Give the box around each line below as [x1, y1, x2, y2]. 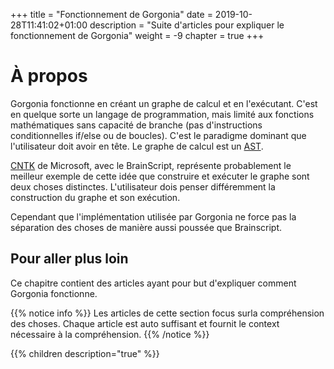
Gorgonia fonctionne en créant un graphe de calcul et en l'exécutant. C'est [10, 97, 318, 109]
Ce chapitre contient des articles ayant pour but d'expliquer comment [10, 277, 297, 289]
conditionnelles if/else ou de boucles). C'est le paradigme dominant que [10, 129, 307, 141]
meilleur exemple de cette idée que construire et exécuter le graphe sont [10, 170, 310, 182]
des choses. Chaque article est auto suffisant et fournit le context [10, 317, 280, 329]
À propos [10, 65, 88, 88]
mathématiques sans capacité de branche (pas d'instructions [10, 119, 263, 131]
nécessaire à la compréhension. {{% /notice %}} [10, 328, 210, 340]
